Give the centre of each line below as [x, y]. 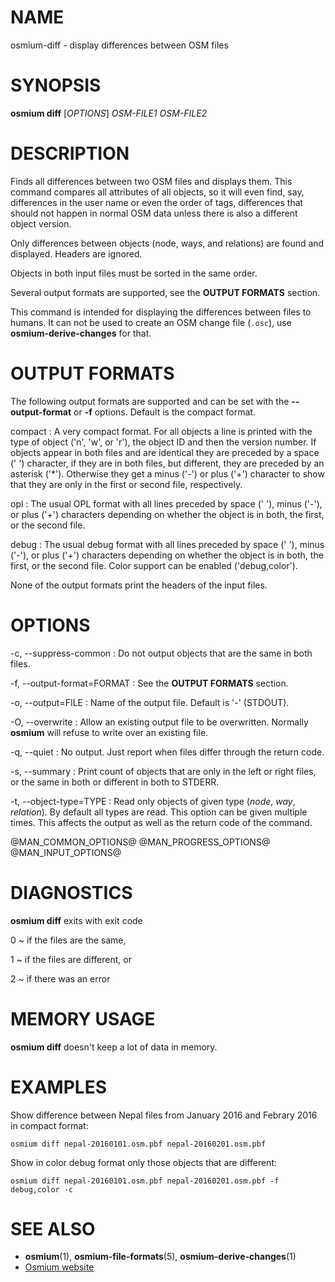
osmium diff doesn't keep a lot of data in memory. [114, 1047]
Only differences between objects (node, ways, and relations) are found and [167, 243]
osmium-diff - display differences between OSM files [119, 45]
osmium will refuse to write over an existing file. [109, 732]
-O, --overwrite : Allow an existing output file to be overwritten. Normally [159, 722]
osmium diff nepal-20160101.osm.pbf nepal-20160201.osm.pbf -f [145, 1181]
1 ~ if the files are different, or [71, 959]
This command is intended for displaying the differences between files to [161, 312]
